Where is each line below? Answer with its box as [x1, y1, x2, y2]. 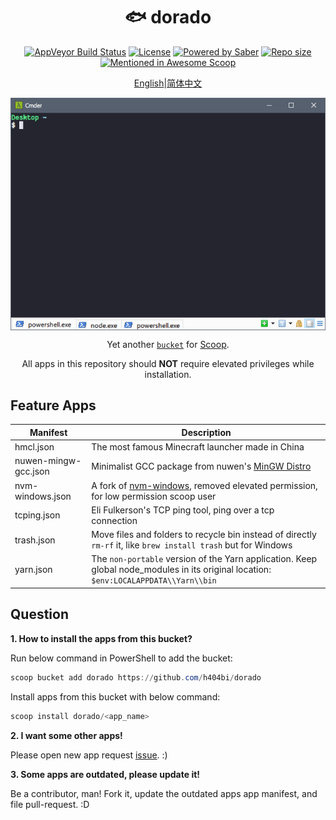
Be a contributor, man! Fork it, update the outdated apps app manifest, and [10, 787, 318, 799]
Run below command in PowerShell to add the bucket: [10, 652, 233, 664]
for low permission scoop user [91, 490, 217, 502]
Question [10, 606, 69, 623]
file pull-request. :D [10, 798, 90, 810]
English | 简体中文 [133, 77, 203, 89]
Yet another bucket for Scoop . [106, 338, 230, 350]
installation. [144, 368, 192, 380]
